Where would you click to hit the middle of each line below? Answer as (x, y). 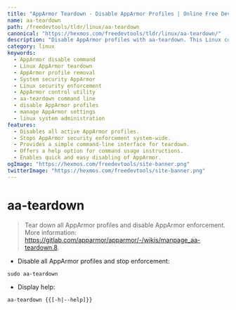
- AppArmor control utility (55, 92)
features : (22, 125)
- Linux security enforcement (58, 86)
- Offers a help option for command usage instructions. (99, 151)
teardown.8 (41, 247)
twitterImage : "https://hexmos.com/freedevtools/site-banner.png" (106, 170)
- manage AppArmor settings (55, 112)
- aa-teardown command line (55, 99)
